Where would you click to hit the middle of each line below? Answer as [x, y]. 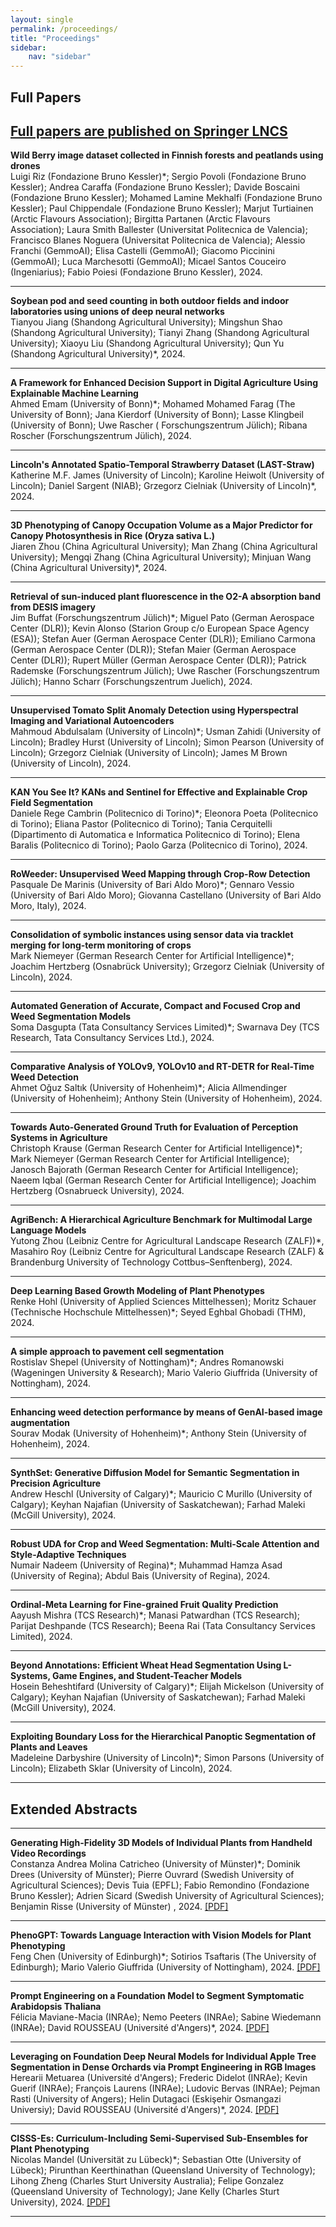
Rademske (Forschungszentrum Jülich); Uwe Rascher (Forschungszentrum [165, 671]
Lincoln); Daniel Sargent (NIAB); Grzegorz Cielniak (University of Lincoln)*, [163, 486]
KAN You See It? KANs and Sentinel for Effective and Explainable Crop [159, 792]
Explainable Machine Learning [74, 393]
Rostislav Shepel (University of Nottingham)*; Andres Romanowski [147, 1362]
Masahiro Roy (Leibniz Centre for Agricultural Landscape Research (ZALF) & [167, 1252]
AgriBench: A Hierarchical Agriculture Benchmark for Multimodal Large [161, 1220]
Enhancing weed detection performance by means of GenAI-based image [166, 1412]
